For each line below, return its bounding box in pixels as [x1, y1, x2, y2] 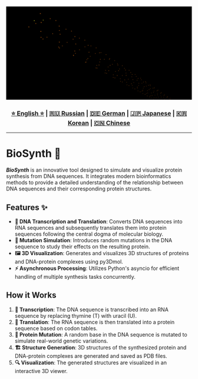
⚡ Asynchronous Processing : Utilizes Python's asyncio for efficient [14, 265, 180, 272]
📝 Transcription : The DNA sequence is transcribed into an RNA [14, 306, 169, 313]
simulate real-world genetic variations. [14, 337, 108, 344]
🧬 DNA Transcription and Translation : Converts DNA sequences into [14, 218, 183, 225]
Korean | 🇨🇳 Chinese [67, 118, 131, 127]
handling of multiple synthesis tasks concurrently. [14, 273, 136, 281]
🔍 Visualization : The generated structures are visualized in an [14, 359, 167, 366]
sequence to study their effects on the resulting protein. [14, 243, 150, 251]
